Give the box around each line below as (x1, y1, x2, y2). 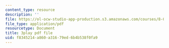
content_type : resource (5, 7, 55, 12)
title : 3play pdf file (5, 30, 53, 35)
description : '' (5, 12, 39, 17)
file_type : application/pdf (5, 21, 64, 26)
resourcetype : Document (5, 26, 55, 31)
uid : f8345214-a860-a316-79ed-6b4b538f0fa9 (5, 35, 98, 40)
